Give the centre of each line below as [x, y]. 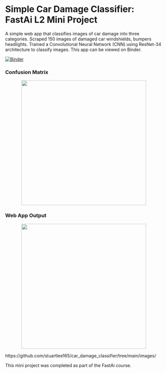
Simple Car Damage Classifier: [70, 9]
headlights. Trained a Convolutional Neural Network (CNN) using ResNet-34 [83, 44]
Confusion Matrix [27, 72]
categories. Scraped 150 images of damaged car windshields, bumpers [78, 39]
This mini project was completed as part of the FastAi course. [68, 365]
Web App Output [26, 216]
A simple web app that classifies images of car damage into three [72, 33]
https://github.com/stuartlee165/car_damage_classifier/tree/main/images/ [81, 356]
